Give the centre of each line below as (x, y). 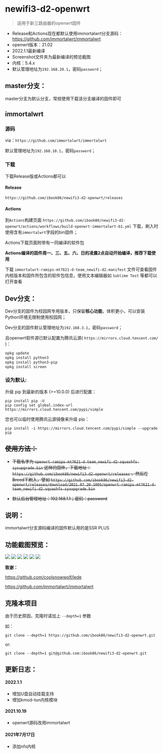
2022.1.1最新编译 (28, 51)
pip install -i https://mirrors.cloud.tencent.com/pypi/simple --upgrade (81, 428)
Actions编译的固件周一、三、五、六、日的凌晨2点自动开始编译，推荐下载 (78, 253)
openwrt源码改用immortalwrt (41, 722)
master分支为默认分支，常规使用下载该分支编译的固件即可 (63, 98)
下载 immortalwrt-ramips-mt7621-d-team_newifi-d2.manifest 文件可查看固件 (81, 269)
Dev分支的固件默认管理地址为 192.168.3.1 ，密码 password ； (64, 327)
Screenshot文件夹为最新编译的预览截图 (51, 57)
